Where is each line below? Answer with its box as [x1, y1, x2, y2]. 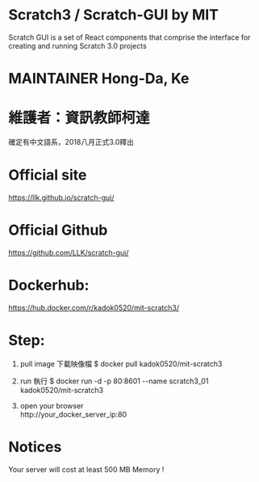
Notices [8, 438, 62, 456]
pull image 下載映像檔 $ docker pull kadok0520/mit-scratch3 [19, 358, 223, 369]
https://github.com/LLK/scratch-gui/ [8, 247, 129, 257]
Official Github [8, 221, 108, 239]
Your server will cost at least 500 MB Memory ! [8, 464, 165, 474]
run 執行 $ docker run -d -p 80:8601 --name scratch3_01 [19, 376, 209, 386]
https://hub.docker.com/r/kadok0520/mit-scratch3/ [8, 302, 180, 312]
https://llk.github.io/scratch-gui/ [8, 192, 115, 202]
